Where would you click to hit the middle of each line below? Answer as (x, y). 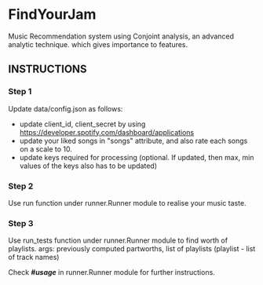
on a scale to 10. (46, 149)
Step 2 (21, 186)
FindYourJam (52, 15)
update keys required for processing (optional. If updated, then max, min (137, 157)
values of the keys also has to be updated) (88, 166)
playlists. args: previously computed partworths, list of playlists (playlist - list (132, 249)
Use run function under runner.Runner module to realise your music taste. (127, 203)
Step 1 (20, 92)
